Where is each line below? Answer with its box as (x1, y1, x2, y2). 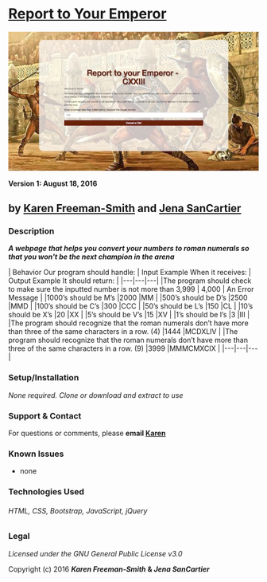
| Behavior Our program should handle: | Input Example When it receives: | (8, 268, 252, 277)
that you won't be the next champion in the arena (8, 252, 175, 262)
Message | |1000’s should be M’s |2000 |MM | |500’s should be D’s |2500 (8, 293, 248, 303)
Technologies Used (8, 486, 85, 497)
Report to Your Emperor (8, 5, 167, 23)
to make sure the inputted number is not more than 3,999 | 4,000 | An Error (8, 285, 254, 294)
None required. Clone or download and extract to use (8, 390, 184, 399)
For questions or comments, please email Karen (8, 428, 166, 438)
